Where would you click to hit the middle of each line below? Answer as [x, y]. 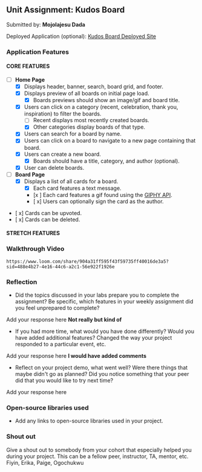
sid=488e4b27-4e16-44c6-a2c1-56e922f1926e [60, 267]
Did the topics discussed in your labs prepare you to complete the [97, 295]
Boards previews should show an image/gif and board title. [106, 100]
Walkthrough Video [35, 249]
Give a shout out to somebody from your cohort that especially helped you [99, 450]
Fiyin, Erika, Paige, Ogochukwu [45, 462]
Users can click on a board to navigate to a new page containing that [110, 141]
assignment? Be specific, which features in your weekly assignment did [104, 302]
